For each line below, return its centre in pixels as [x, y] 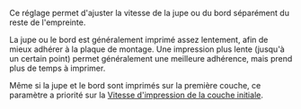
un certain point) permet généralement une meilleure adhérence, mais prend [151, 59]
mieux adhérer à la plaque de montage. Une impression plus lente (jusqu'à [147, 49]
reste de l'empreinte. [48, 22]
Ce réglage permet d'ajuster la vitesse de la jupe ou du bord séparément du [150, 13]
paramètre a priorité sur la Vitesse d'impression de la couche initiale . [136, 95]
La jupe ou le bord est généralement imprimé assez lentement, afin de [139, 40]
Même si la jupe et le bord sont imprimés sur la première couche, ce [135, 85]
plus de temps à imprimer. [58, 68]
